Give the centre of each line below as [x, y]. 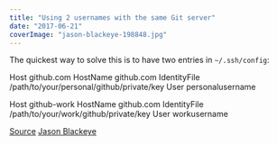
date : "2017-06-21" [46, 26]
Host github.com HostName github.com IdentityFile [105, 77]
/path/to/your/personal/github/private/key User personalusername [133, 87]
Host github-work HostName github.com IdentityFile [107, 104]
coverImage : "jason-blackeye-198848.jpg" [88, 34]
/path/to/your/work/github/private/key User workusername [119, 114]
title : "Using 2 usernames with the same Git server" [113, 18]
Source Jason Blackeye [53, 131]
